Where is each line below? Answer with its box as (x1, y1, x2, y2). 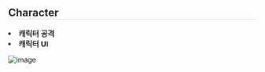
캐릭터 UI (18, 38, 49, 49)
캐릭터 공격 (18, 28, 55, 38)
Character (8, 6, 59, 20)
